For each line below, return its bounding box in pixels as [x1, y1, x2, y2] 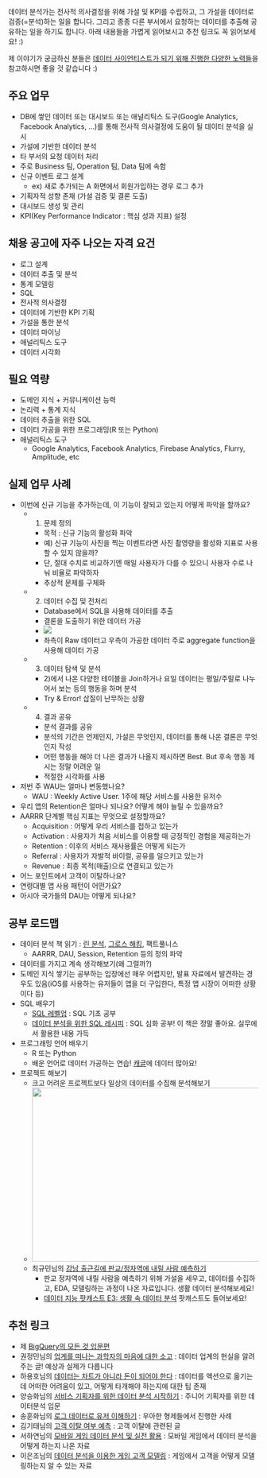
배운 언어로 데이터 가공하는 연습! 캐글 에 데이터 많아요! [31, 1058, 197, 1068]
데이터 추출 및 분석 [19, 269, 78, 278]
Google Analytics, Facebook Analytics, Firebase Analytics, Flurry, [31, 444, 246, 453]
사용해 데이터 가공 [43, 646, 99, 655]
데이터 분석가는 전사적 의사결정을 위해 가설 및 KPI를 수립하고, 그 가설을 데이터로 [8, 7, 254, 16]
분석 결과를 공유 [43, 722, 93, 731]
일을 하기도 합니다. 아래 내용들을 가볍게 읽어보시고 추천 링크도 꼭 [29, 27, 229, 36]
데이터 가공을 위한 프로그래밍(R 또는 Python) [19, 425, 159, 435]
